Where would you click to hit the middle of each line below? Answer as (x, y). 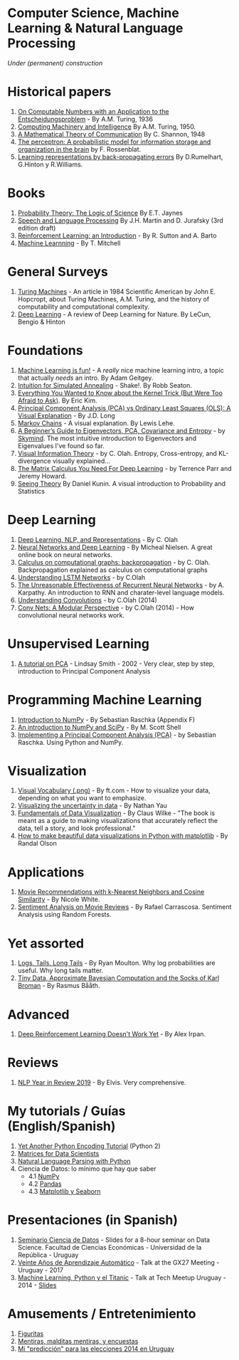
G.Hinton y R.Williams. (50, 164)
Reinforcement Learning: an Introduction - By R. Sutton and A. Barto (117, 235)
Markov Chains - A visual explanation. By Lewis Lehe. (96, 423)
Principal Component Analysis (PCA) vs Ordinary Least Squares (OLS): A (124, 408)
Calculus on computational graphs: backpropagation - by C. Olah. (114, 562)
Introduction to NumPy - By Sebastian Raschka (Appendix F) (106, 719)
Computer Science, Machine (93, 13)
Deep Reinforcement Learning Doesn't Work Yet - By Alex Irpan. (112, 1034)
